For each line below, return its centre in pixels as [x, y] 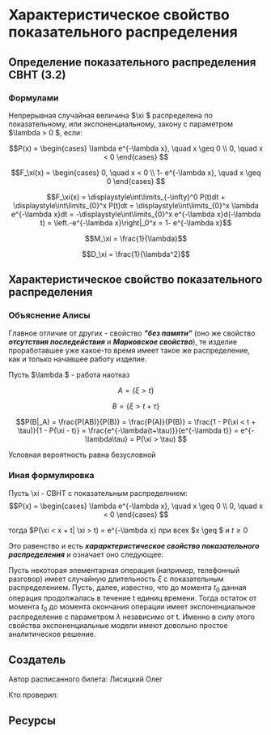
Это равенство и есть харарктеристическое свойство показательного [134, 545]
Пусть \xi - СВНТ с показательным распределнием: [98, 493]
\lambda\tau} [106, 438]
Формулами [34, 97]
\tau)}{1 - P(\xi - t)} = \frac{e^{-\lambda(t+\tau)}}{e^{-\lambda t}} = [128, 430]
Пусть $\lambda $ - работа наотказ [69, 374]
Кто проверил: [34, 695]
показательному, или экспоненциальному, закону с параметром [121, 124]
